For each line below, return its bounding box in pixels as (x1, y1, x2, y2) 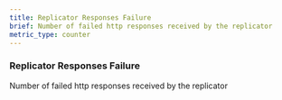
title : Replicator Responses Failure (9, 13, 152, 23)
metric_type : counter (9, 30, 91, 39)
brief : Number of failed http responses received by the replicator (9, 22, 273, 31)
